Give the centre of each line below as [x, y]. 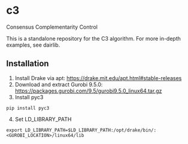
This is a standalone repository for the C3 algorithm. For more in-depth [94, 38]
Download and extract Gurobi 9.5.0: [59, 84]
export [14, 130]
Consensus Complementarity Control [52, 27]
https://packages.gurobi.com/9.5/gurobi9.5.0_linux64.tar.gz [88, 91]
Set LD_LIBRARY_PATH [43, 119]
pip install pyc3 [28, 108]
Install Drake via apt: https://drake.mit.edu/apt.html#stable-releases [98, 78]
